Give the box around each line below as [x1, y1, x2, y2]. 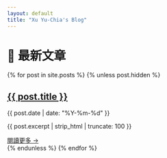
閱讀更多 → [7, 136, 39, 144]
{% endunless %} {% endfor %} [7, 144, 97, 153]
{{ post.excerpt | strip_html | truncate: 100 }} [7, 122, 132, 131]
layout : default [7, 10, 53, 17]
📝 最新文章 [7, 48, 66, 64]
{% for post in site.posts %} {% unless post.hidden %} [7, 71, 161, 79]
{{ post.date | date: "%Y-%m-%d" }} [7, 109, 110, 117]
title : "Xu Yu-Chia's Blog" [7, 16, 88, 23]
